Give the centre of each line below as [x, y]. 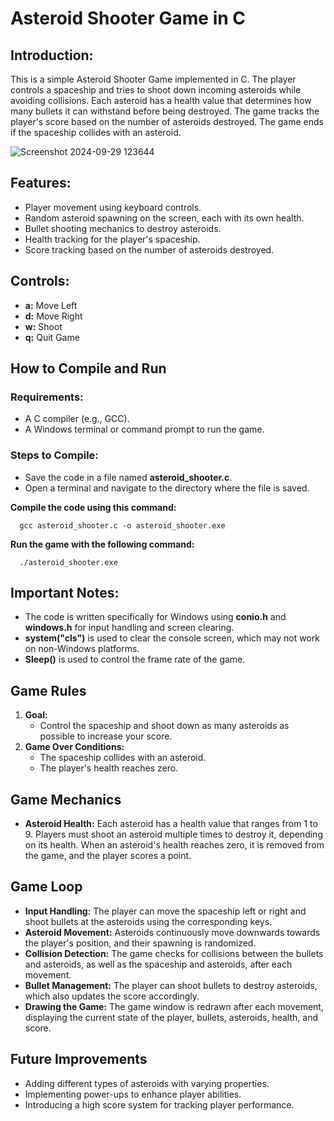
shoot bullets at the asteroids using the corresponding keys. [148, 921]
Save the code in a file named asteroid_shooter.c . [128, 477]
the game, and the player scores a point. [108, 856]
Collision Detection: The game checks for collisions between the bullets [174, 953]
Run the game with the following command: [102, 544]
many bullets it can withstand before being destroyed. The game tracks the [165, 111]
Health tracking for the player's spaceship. [112, 239]
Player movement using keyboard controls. [113, 207]
